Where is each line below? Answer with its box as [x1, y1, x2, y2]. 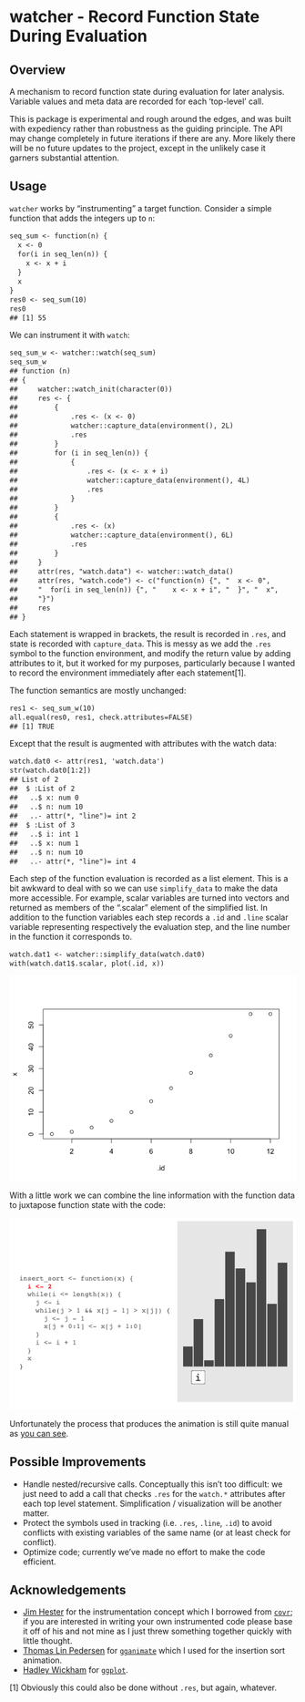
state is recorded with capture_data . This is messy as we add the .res [9, 638, 271, 649]
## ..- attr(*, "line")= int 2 [9, 811, 137, 820]
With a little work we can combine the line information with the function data [9, 1190, 296, 1201]
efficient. [22, 1556, 56, 1567]
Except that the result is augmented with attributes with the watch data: [9, 738, 278, 748]
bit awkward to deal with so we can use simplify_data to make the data [9, 882, 279, 893]
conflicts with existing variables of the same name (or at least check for [22, 1527, 291, 1538]
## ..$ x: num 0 [9, 793, 79, 802]
